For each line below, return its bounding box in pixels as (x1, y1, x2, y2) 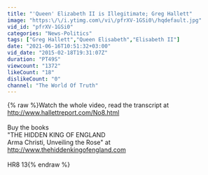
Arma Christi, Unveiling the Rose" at (7, 138, 111, 147)
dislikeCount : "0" (7, 75, 61, 83)
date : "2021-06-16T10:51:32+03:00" (7, 43, 111, 50)
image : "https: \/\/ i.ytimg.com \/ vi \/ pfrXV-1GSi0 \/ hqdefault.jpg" (7, 17, 202, 24)
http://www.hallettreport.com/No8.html (7, 108, 120, 117)
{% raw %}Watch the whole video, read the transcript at (7, 101, 169, 109)
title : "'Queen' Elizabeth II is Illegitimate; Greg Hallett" (7, 10, 193, 17)
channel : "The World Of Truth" (7, 82, 99, 89)
